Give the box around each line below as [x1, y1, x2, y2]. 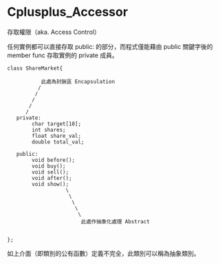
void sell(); [32, 168, 69, 176]
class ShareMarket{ [7, 65, 63, 72]
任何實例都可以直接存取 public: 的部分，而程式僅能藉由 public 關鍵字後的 [7, 42, 213, 50]
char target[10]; [32, 120, 81, 128]
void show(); [32, 181, 69, 187]
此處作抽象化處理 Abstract [80, 218, 150, 225]
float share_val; [32, 132, 81, 139]
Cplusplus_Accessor [7, 4, 129, 20]
